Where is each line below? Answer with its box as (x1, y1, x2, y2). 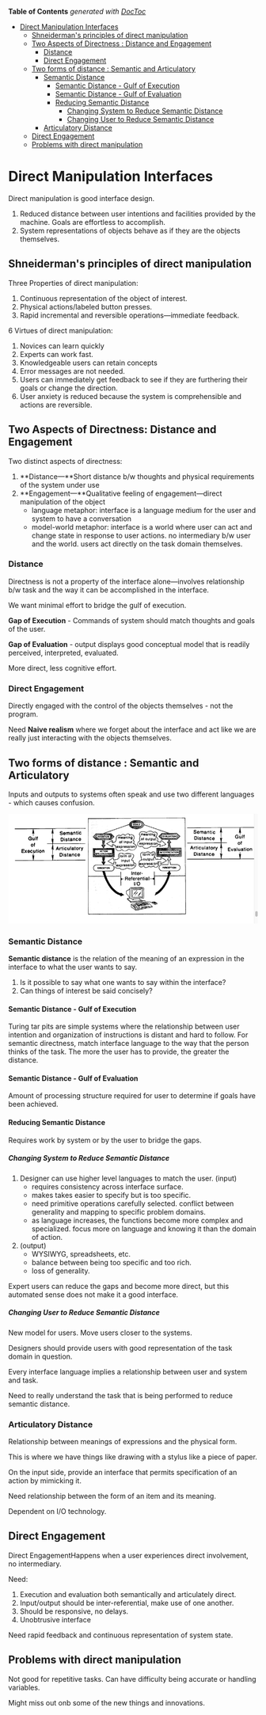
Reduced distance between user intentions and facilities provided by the (19, 209, 256, 219)
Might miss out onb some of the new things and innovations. (8, 1698, 206, 1707)
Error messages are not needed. (19, 366, 125, 375)
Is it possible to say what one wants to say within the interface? (19, 978, 226, 987)
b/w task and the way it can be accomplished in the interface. (8, 585, 210, 595)
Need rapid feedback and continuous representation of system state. (8, 1630, 234, 1640)
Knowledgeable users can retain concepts (19, 358, 158, 367)
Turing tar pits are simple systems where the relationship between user (8, 1021, 240, 1032)
